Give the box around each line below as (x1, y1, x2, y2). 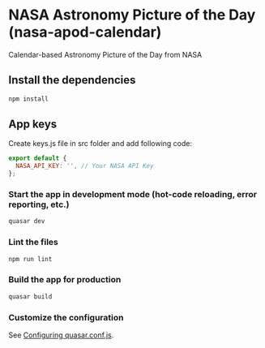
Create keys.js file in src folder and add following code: (8, 139, 193, 148)
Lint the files (8, 237, 58, 248)
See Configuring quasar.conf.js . (8, 330, 114, 340)
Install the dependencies (8, 73, 136, 87)
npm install (8, 95, 49, 103)
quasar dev (8, 217, 45, 226)
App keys (8, 118, 58, 131)
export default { (8, 154, 67, 163)
